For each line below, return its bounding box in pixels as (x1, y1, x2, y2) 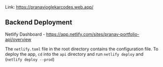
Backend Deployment (5, 18, 73, 26)
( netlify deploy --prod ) (5, 56, 55, 62)
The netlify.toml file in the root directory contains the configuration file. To (5, 46, 159, 52)
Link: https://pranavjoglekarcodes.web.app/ (5, 4, 94, 10)
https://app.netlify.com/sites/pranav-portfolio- (46, 31, 139, 37)
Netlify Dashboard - (5, 31, 45, 37)
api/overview (5, 36, 31, 42)
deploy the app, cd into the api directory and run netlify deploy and (5, 51, 144, 57)
